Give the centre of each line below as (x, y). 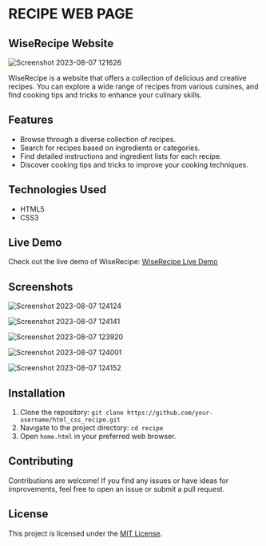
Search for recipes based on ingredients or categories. (110, 148)
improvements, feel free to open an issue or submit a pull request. (117, 489)
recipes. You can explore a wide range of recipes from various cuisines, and (133, 86)
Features (31, 120)
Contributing (41, 461)
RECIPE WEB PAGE (71, 14)
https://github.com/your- (170, 413)
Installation (37, 393)
